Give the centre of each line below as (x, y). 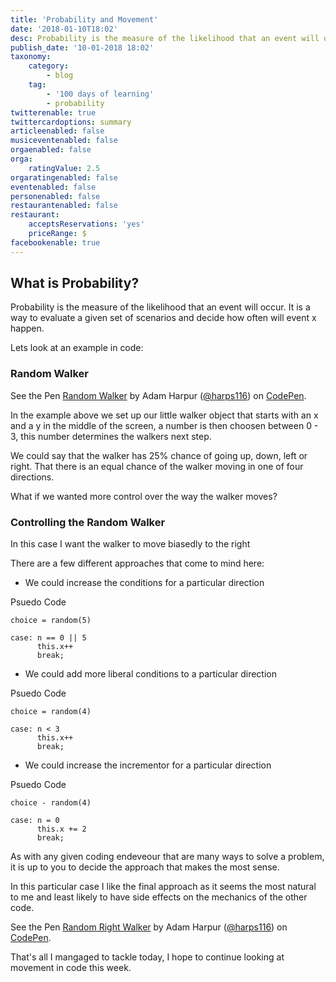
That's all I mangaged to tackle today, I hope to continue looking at (147, 957)
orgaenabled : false (51, 150)
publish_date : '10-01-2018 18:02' (82, 47)
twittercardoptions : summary (71, 122)
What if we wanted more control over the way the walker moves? (144, 496)
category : (49, 66)
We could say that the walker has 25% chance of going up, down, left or (159, 455)
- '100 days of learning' (100, 94)
